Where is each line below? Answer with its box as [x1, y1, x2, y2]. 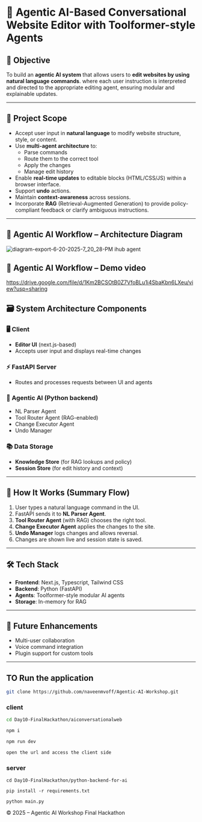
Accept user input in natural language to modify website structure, [14, 129, 182, 136]
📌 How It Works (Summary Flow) [6, 488, 130, 498]
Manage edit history [23, 168, 74, 175]
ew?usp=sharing [6, 285, 48, 292]
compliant [14, 206, 40, 213]
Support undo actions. [14, 187, 71, 194]
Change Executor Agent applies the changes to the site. [14, 523, 155, 530]
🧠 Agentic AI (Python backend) [6, 394, 98, 402]
